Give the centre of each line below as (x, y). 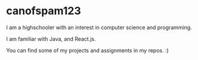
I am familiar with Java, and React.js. (51, 39)
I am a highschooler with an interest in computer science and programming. (99, 27)
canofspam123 (44, 11)
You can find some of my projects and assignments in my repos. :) (87, 50)
